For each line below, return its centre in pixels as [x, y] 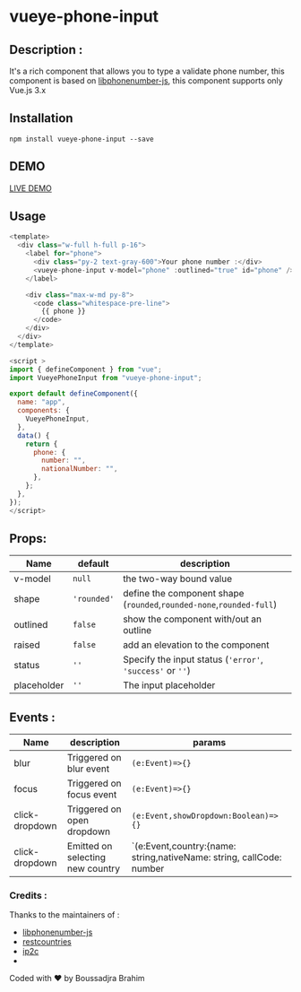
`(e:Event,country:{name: [184, 847]
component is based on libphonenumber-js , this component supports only [146, 81]
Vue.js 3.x [28, 90]
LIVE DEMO [30, 188]
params [209, 743]
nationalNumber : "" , [80, 469]
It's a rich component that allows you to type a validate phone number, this [147, 71]
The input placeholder [169, 685]
